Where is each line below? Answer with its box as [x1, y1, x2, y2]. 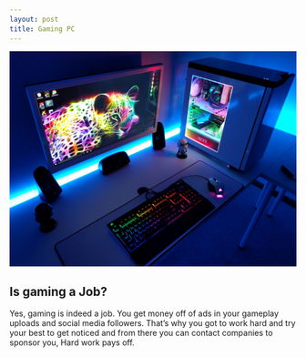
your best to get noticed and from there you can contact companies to [9, 328, 273, 339]
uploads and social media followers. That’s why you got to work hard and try [9, 318, 296, 329]
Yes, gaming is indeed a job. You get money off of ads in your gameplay [9, 308, 280, 319]
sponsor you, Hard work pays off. [9, 337, 135, 348]
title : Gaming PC [9, 24, 76, 34]
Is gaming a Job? [9, 283, 107, 300]
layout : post [9, 15, 59, 24]
